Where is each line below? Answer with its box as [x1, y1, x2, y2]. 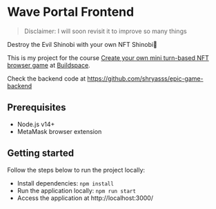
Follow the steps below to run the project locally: [7, 166, 146, 174]
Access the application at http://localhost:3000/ [17, 194, 154, 202]
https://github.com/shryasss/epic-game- [87, 74, 204, 83]
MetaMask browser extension [17, 127, 102, 135]
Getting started [7, 148, 75, 159]
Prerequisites [7, 101, 66, 114]
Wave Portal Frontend [7, 4, 135, 20]
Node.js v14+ [17, 120, 55, 128]
